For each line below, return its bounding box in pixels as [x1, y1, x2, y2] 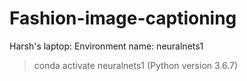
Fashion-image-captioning [9, 7, 237, 30]
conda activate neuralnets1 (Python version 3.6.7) [33, 59, 239, 71]
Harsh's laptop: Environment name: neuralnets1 [9, 40, 204, 52]
